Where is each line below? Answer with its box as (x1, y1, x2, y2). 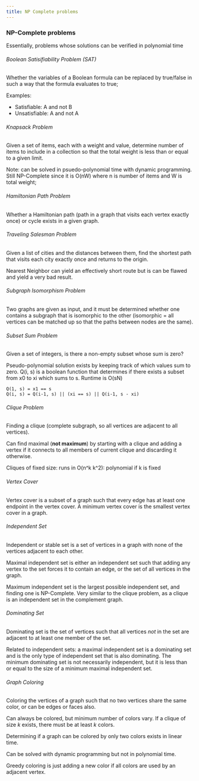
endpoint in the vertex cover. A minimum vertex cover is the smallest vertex (6, 503, 191, 510)
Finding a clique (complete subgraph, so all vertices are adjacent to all (6, 422, 178, 430)
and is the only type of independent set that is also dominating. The (6, 652, 172, 659)
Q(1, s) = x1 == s (6, 386, 52, 392)
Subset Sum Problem (6, 332, 58, 339)
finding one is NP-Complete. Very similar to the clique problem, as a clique (6, 589, 188, 596)
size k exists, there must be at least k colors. (6, 721, 115, 729)
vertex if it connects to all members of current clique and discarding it (6, 446, 177, 453)
